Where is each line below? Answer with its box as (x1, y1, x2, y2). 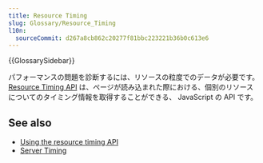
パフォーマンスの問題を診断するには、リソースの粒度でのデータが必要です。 (8, 73, 260, 82)
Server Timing (19, 145, 67, 156)
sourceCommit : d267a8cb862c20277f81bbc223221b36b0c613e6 (15, 34, 209, 42)
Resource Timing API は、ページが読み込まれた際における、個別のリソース (8, 82, 254, 92)
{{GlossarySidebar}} (8, 56, 76, 66)
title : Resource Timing (8, 11, 88, 20)
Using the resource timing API (19, 137, 118, 147)
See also (8, 116, 52, 129)
